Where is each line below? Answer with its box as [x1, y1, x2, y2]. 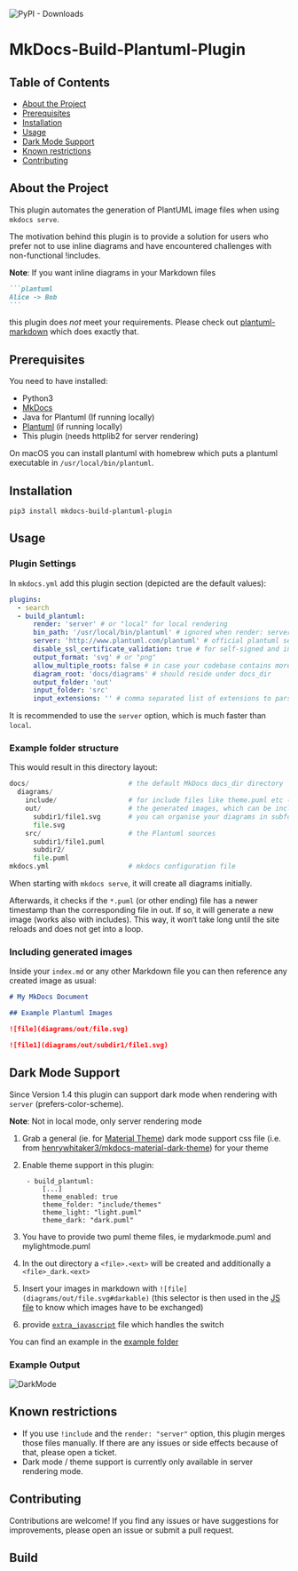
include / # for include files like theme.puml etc [25, 796, 284, 805]
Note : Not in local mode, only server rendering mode [9, 1116, 202, 1126]
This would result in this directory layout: [9, 762, 158, 773]
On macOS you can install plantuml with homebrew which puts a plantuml [9, 448, 278, 459]
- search [17, 603, 50, 613]
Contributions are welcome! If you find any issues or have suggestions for [9, 1515, 279, 1526]
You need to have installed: [9, 376, 108, 387]
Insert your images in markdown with [21, 1283, 158, 1294]
